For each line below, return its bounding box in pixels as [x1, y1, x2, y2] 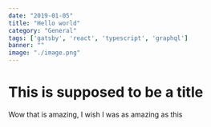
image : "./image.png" [8, 49, 81, 57]
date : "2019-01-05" [8, 11, 74, 20]
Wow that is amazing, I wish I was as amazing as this [8, 109, 183, 119]
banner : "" [8, 42, 45, 50]
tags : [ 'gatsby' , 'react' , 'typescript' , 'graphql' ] [8, 34, 189, 42]
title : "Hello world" [8, 19, 81, 27]
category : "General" [8, 26, 78, 34]
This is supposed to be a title [8, 83, 204, 101]
